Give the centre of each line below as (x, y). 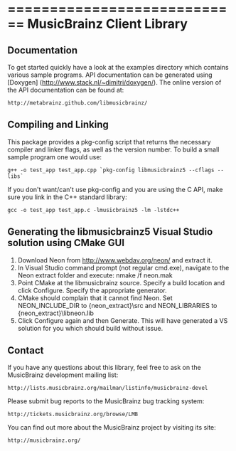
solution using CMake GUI (66, 243)
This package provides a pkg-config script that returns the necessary (109, 142)
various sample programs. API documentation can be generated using (110, 75)
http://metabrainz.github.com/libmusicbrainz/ (77, 103)
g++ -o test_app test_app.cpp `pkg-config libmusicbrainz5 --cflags (111, 170)
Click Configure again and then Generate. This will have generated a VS (123, 320)
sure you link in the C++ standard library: (67, 197)
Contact (26, 350)
